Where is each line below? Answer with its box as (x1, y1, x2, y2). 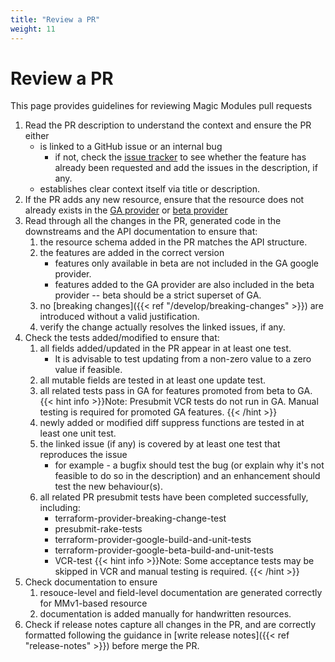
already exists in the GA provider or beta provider (24, 204, 228, 216)
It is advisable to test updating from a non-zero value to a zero (54, 353, 312, 365)
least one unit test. (39, 427, 117, 440)
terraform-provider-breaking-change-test (54, 512, 227, 525)
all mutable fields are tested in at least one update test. (39, 374, 267, 386)
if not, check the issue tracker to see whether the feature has (54, 151, 307, 163)
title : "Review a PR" (10, 14, 101, 25)
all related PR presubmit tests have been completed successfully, (39, 491, 309, 503)
